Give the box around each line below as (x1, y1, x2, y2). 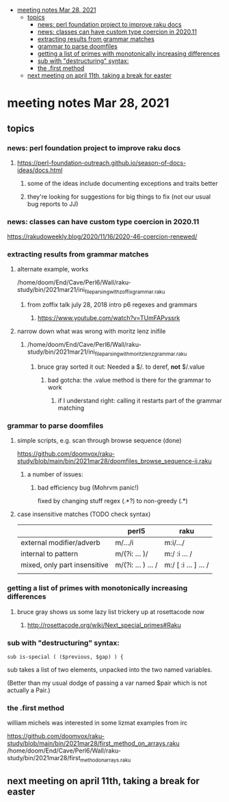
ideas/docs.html (16, 166, 63, 174)
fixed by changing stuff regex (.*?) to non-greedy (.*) (37, 497, 188, 505)
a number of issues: (27, 470, 83, 478)
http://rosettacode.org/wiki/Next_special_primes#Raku (27, 620, 181, 629)
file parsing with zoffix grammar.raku (84, 289, 165, 295)
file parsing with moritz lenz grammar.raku (94, 351, 187, 358)
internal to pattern (20, 549, 79, 559)
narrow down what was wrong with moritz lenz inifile (16, 327, 166, 335)
